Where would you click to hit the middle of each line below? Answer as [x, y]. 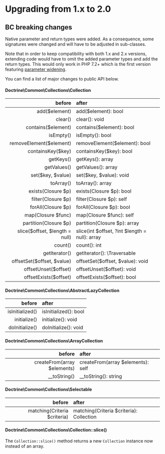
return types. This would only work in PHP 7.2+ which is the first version [78, 64]
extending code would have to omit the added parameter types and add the [82, 59]
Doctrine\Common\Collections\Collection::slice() [56, 430]
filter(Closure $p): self [101, 199]
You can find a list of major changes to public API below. [62, 79]
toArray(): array [94, 183]
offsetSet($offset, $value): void [112, 261]
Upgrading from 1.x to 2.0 [58, 9]
